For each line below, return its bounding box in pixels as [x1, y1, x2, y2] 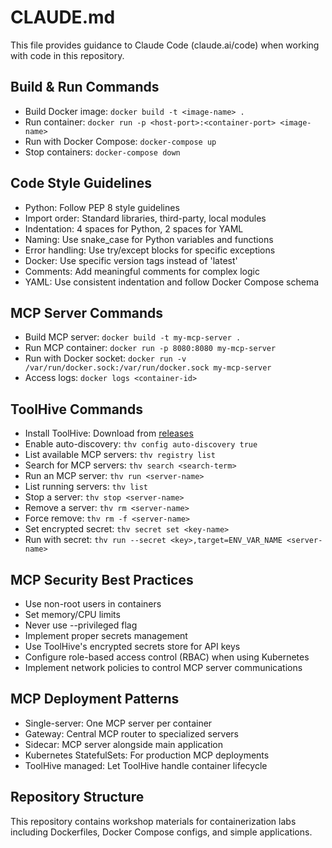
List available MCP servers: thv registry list [24, 449, 216, 461]
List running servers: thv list [24, 481, 148, 493]
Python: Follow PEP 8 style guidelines [24, 201, 180, 213]
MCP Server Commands [10, 304, 164, 321]
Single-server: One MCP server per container [24, 717, 213, 729]
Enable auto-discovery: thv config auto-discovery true [24, 438, 258, 450]
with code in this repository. [10, 49, 125, 61]
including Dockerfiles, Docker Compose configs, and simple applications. [10, 826, 313, 838]
